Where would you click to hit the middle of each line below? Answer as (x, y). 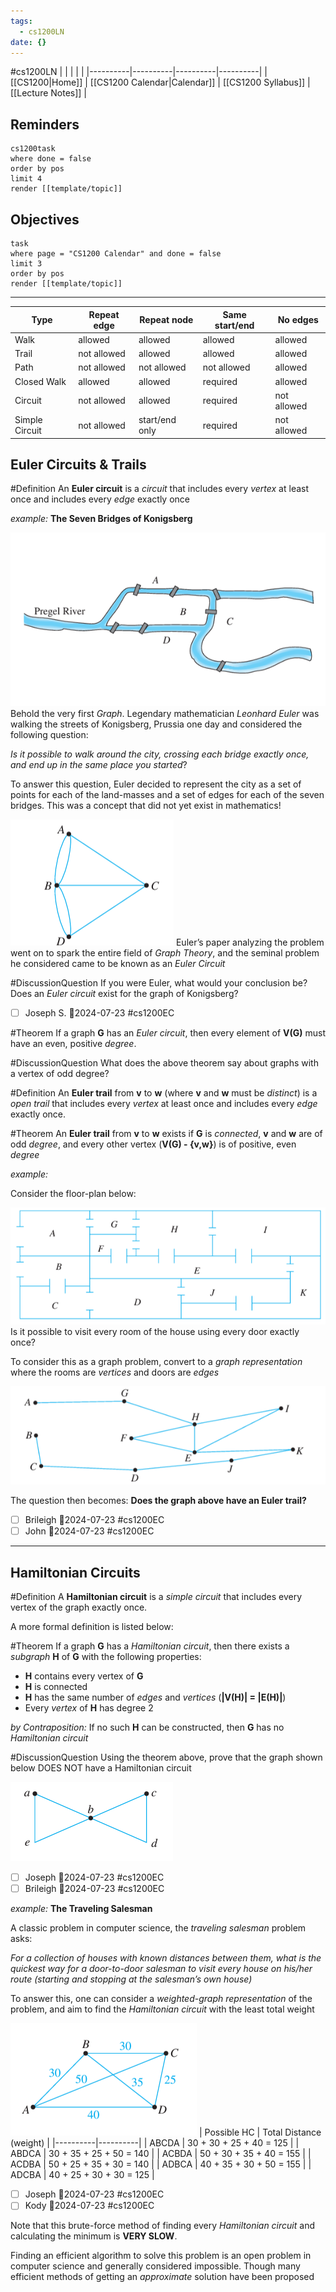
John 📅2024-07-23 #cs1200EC (89, 1531)
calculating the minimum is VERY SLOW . (94, 2236)
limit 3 (26, 264)
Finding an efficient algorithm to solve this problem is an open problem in (161, 2256)
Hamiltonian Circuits (75, 1572)
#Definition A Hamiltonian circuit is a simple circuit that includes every (156, 1597)
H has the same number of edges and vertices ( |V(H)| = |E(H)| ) (155, 1697)
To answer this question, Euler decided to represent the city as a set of (156, 784)
